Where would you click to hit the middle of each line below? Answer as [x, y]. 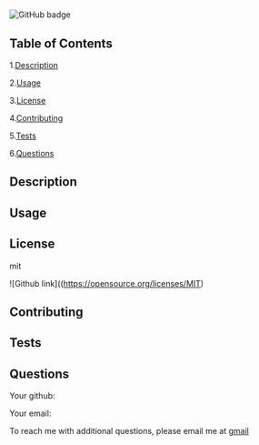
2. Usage [25, 83]
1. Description [34, 65]
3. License [28, 101]
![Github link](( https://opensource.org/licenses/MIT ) [107, 283]
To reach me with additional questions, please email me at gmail [129, 431]
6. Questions [32, 153]
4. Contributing [36, 118]
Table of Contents [61, 43]
